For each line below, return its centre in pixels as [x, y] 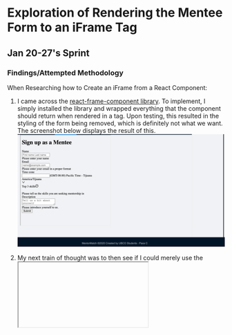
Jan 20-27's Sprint [48, 53]
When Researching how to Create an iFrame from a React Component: [107, 87]
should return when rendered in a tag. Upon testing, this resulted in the [118, 116]
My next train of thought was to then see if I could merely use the [110, 257]
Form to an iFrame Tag [72, 27]
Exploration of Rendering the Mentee [115, 13]
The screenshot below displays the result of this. [86, 130]
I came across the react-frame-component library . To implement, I [111, 101]
